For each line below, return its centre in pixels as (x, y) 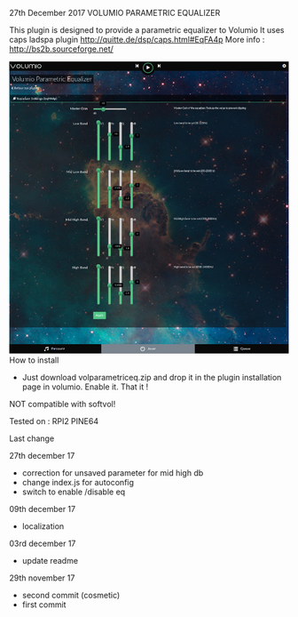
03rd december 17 (43, 544)
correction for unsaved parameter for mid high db (113, 473)
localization (43, 526)
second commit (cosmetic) (71, 596)
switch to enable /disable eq (74, 492)
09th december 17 (43, 509)
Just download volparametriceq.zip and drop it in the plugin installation (152, 378)
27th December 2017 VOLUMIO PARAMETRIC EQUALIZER (115, 13)
